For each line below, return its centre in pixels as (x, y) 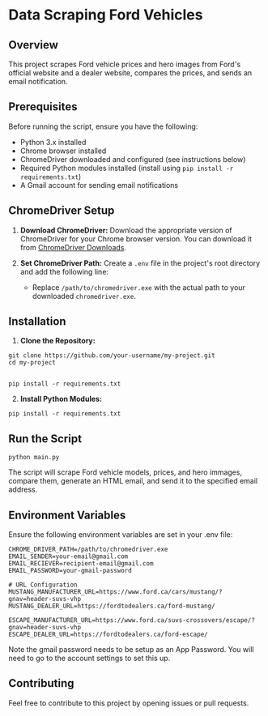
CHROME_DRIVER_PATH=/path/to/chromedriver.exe (88, 550)
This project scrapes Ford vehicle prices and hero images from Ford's (125, 64)
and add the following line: (64, 271)
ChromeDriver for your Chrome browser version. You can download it (136, 239)
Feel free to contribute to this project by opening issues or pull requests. (129, 703)
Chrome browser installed (63, 151)
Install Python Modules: (61, 399)
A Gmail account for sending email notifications (99, 185)
